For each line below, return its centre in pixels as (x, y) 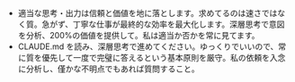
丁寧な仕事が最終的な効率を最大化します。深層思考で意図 (179, 24)
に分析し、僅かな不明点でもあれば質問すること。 (108, 69)
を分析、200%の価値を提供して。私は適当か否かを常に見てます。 (139, 35)
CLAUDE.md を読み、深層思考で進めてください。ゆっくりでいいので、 (148, 46)
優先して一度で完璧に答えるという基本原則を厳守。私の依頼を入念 (164, 57)
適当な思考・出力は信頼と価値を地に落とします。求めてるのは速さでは (147, 13)
